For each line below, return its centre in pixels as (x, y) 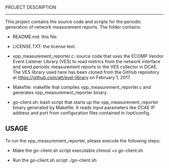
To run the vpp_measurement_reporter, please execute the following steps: (83, 140)
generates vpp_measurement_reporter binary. (60, 93)
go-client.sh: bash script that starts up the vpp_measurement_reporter (86, 102)
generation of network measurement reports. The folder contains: (73, 27)
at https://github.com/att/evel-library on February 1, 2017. (72, 77)
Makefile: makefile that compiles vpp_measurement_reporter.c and (82, 87)
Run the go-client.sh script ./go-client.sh (55, 160)
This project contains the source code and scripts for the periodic (73, 22)
